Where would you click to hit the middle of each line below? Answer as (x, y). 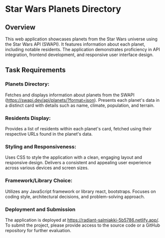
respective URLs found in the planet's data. (49, 134)
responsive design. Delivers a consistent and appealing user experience (78, 163)
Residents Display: (28, 118)
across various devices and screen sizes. (47, 168)
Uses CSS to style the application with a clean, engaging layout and (74, 157)
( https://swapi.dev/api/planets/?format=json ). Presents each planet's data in (82, 100)
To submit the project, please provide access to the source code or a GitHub (82, 225)
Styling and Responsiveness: (41, 147)
